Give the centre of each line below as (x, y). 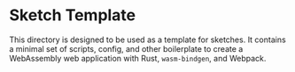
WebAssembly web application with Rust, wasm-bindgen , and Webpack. (138, 58)
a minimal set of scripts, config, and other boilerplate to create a (126, 48)
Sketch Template (73, 15)
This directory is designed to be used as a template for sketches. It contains (147, 40)
